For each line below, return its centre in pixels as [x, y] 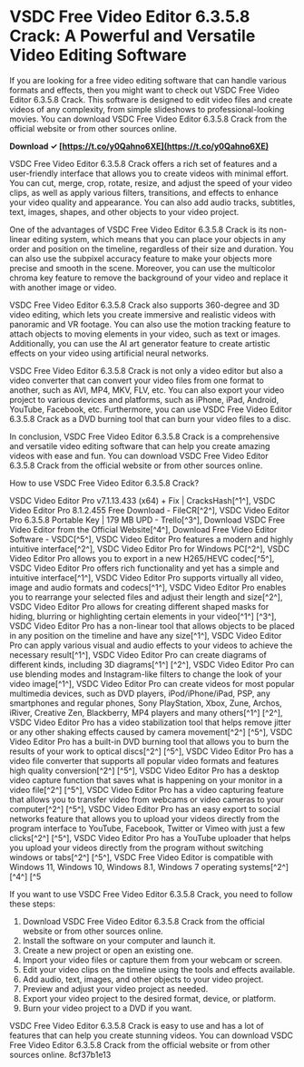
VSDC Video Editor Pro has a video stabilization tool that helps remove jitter [151, 722]
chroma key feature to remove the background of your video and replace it [149, 278]
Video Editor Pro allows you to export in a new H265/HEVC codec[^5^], [142, 558]
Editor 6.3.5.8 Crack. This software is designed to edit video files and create [151, 99]
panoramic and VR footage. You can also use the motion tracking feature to [150, 324]
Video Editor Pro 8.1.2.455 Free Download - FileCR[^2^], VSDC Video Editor [150, 510]
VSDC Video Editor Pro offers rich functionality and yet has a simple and [144, 568]
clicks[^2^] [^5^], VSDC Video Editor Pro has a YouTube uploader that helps [150, 837]
